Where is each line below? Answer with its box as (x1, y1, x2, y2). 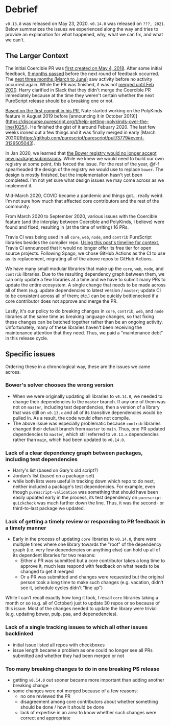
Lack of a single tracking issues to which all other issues (5, 624, 148, 631)
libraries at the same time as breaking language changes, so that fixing (5, 313, 154, 320)
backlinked (5, 630, 34, 637)
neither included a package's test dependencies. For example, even (12, 483, 156, 490)
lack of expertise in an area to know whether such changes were (20, 710, 157, 716)
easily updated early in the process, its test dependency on (12, 494, 138, 501)
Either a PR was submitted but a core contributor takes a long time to (20, 558, 165, 564)
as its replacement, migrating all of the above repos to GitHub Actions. (5, 255, 153, 261)
